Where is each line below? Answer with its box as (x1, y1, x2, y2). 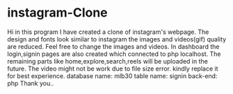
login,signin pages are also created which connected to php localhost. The (7, 50, 221, 58)
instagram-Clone (7, 5, 108, 21)
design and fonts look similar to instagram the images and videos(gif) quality (7, 35, 227, 43)
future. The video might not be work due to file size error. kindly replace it (7, 64, 218, 73)
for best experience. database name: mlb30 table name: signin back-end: (7, 71, 218, 80)
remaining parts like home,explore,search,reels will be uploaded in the (7, 57, 209, 65)
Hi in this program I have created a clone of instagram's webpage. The (7, 28, 209, 36)
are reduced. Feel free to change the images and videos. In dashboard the (7, 42, 220, 50)
